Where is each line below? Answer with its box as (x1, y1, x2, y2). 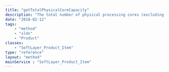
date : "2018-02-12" (5, 17, 47, 22)
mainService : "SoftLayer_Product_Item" (5, 59, 92, 64)
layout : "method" (5, 54, 42, 60)
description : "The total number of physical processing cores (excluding (5, 12, 164, 17)
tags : (5, 21, 17, 27)
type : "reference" (5, 50, 44, 55)
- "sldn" (14, 31, 33, 36)
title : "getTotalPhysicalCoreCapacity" (5, 7, 90, 13)
